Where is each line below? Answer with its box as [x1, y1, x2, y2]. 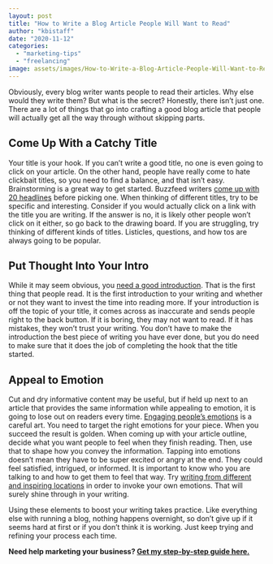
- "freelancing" [15, 58, 71, 66]
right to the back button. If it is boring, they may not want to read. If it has [8, 315, 253, 325]
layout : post [8, 11, 53, 20]
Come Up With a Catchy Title [8, 136, 158, 150]
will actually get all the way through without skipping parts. [8, 113, 206, 123]
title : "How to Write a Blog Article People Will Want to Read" [8, 19, 231, 28]
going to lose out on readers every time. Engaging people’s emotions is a [8, 411, 252, 422]
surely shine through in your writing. [8, 489, 130, 499]
